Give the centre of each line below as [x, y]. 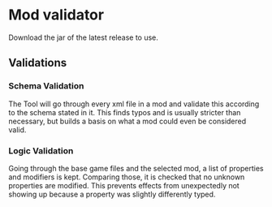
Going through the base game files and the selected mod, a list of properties [136, 168]
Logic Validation [41, 150]
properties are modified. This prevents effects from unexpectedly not [124, 185]
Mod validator [56, 15]
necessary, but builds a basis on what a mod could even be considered [127, 121]
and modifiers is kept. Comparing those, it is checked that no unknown [127, 177]
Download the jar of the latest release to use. [83, 37]
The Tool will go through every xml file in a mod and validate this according [134, 104]
